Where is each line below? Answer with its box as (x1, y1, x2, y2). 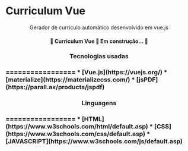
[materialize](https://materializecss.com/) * (5, 75, 135, 84)
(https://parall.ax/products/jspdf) (5, 83, 105, 92)
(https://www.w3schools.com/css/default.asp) (5, 130, 146, 138)
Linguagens (81, 99, 117, 108)
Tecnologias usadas (69, 52, 129, 61)
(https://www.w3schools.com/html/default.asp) (5, 122, 149, 131)
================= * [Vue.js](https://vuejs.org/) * (5, 68, 167, 77)
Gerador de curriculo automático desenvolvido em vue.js (29, 24, 168, 31)
